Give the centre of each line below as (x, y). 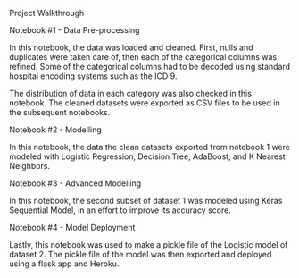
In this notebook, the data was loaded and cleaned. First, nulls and (131, 47)
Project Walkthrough (47, 13)
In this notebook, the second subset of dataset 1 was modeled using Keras (146, 201)
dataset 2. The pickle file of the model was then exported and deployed (141, 254)
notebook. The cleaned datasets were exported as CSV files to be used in (145, 103)
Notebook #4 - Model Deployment (72, 227)
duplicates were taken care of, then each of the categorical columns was (143, 57)
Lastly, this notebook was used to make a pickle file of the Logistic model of (149, 244)
